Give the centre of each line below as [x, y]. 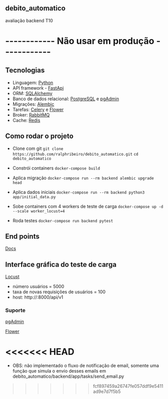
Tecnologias [25, 70]
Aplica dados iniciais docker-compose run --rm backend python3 [78, 192]
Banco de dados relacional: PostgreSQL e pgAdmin [66, 99]
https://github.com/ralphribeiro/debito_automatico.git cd [75, 154]
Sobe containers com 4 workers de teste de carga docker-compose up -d [88, 206]
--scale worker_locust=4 [39, 211]
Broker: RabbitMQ [31, 115]
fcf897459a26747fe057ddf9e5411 [128, 386]
